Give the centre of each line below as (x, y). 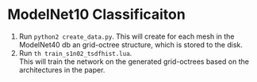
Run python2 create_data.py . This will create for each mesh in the (127, 36)
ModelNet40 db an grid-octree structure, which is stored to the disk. (131, 44)
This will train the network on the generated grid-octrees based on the (134, 61)
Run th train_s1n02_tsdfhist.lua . (75, 53)
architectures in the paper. (62, 69)
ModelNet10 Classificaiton (96, 15)
